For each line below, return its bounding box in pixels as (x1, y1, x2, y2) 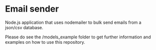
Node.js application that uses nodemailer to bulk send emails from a (5, 19, 141, 25)
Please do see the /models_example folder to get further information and (5, 34, 151, 40)
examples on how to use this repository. (5, 39, 85, 45)
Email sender (5, 3, 59, 15)
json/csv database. (5, 24, 43, 30)
